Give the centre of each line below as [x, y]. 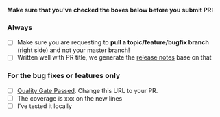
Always [20, 27]
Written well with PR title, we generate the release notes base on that [114, 57]
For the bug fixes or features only [64, 76]
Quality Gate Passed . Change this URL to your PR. [87, 90]
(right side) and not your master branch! [73, 50]
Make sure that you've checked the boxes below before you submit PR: [110, 10]
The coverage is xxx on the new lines [70, 98]
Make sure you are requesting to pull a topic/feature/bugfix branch [113, 42]
